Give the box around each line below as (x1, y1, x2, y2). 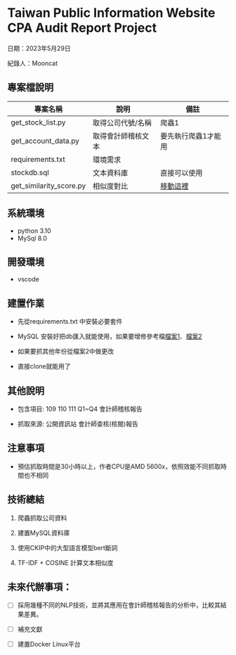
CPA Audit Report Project (7, 20, 157, 36)
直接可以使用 (160, 167, 203, 177)
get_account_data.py (11, 136, 79, 146)
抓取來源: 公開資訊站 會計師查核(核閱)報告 (17, 420, 138, 428)
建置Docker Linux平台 (17, 640, 81, 648)
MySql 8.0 (17, 234, 48, 242)
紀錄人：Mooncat (7, 58, 58, 68)
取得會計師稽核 (92, 131, 143, 141)
